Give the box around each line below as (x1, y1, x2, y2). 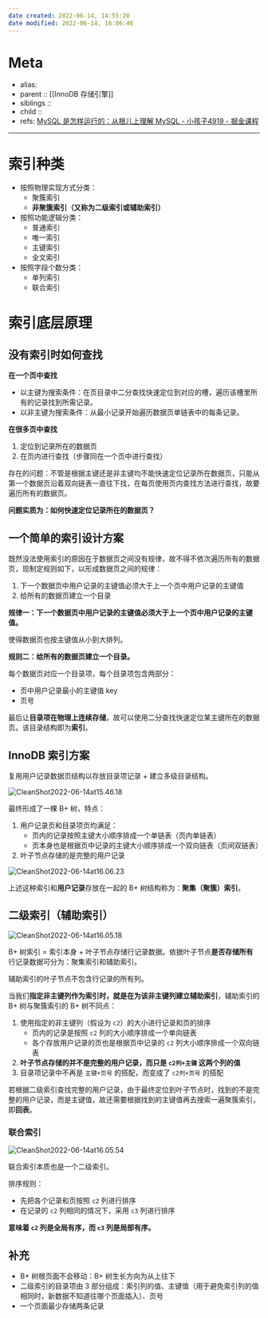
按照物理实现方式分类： (19, 183, 97, 193)
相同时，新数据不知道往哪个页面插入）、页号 (19, 1291, 164, 1300)
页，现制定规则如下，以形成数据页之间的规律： (8, 564, 162, 574)
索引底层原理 (8, 313, 93, 332)
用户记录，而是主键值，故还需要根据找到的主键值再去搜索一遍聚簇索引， (22, 1094, 260, 1104)
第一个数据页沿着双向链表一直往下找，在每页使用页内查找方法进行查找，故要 (8, 479, 260, 488)
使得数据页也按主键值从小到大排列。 (8, 635, 128, 644)
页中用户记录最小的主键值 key (19, 686, 118, 695)
